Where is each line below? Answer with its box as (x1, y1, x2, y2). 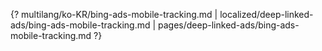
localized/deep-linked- (219, 9, 314, 20)
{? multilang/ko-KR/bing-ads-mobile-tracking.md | (10, 9, 218, 20)
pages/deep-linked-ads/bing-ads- (158, 19, 300, 31)
